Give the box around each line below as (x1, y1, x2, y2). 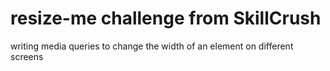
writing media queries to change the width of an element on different (10, 40, 294, 52)
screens (10, 50, 44, 62)
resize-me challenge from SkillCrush (10, 7, 322, 30)
